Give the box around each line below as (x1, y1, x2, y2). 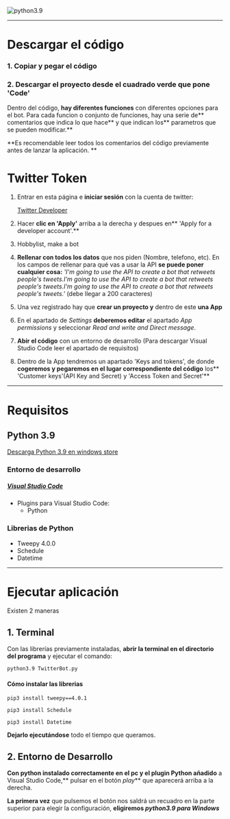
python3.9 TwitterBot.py (7, 665, 78, 672)
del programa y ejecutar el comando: (7, 652, 113, 661)
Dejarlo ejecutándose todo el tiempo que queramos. (7, 731, 156, 739)
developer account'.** (16, 227, 80, 235)
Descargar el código (7, 37, 125, 53)
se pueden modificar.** (7, 125, 73, 134)
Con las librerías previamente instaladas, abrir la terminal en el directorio (7, 645, 214, 653)
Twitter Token (7, 170, 88, 186)
